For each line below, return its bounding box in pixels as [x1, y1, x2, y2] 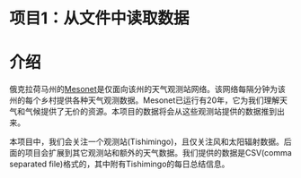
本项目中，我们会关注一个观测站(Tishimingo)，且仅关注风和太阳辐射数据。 [9, 136, 285, 148]
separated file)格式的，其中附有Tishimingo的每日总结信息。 [9, 158, 230, 170]
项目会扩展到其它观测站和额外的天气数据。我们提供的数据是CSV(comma [24, 148, 292, 158]
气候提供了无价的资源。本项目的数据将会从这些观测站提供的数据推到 [24, 106, 277, 117]
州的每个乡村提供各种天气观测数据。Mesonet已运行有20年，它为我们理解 [9, 95, 280, 106]
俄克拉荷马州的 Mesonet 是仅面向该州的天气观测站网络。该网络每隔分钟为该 [9, 84, 286, 95]
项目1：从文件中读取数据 [9, 8, 190, 29]
